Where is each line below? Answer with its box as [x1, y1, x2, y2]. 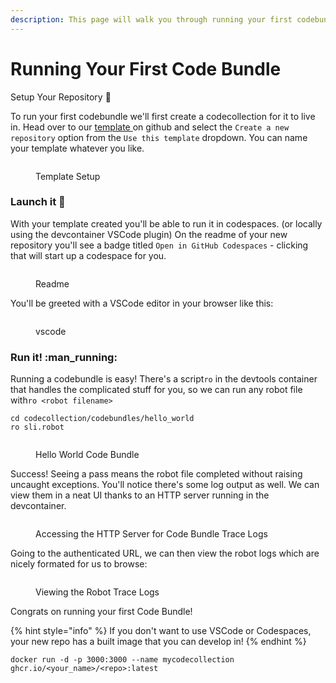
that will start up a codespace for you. [10, 249, 167, 261]
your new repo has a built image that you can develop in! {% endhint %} [10, 636, 307, 648]
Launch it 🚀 [10, 195, 66, 209]
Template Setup [35, 170, 101, 182]
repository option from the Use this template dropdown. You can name [10, 131, 308, 143]
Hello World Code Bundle [35, 449, 140, 461]
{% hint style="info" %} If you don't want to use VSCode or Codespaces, [10, 625, 312, 637]
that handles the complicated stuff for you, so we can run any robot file [10, 384, 303, 396]
